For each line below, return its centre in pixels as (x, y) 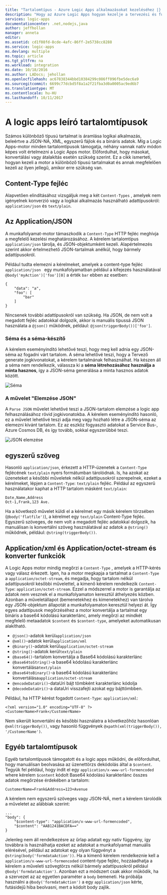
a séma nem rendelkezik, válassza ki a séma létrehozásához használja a (80, 365)
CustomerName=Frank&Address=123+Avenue (46, 789)
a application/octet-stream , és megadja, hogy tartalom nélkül (69, 579)
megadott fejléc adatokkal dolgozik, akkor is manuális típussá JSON (75, 320)
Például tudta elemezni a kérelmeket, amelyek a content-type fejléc (74, 264)
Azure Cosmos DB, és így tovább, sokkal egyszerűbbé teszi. (67, 430)
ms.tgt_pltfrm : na (24, 61)
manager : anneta (22, 33)
